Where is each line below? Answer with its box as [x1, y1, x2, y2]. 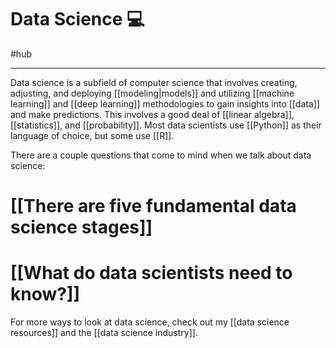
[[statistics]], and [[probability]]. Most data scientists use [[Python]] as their [10, 119, 322, 131]
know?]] [10, 283, 81, 306]
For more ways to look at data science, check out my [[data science [10, 316, 290, 328]
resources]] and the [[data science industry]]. [10, 327, 198, 339]
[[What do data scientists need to [10, 262, 293, 285]
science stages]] [10, 216, 153, 239]
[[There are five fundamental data [10, 195, 297, 218]
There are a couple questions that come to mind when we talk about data [10, 149, 312, 161]
